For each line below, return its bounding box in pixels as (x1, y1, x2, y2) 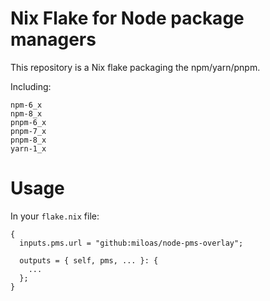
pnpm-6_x (10, 117, 47, 127)
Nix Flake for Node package (10, 7, 245, 30)
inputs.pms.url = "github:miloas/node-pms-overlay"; (19, 238, 244, 248)
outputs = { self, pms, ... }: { (19, 255, 159, 266)
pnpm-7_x (10, 126, 47, 136)
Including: (10, 80, 52, 92)
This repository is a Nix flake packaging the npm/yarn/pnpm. (10, 61, 261, 73)
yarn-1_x (10, 143, 47, 154)
